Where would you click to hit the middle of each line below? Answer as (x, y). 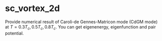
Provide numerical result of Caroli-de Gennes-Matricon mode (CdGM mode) (81, 22)
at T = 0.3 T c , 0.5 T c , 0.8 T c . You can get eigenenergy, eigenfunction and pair (81, 27)
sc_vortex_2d (32, 8)
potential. (15, 33)
